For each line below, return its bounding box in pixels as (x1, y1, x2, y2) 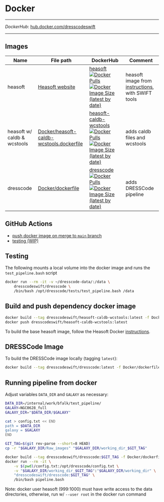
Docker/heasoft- (38, 128, 77, 135)
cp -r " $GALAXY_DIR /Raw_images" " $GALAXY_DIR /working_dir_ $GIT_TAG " (5, 446, 147, 451)
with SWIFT (125, 89, 152, 96)
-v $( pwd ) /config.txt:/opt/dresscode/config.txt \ (14, 463, 119, 469)
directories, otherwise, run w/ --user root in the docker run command (5, 491, 146, 497)
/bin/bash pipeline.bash (14, 477, 64, 482)
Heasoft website (38, 84, 76, 90)
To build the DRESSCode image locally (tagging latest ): (5, 356, 118, 361)
